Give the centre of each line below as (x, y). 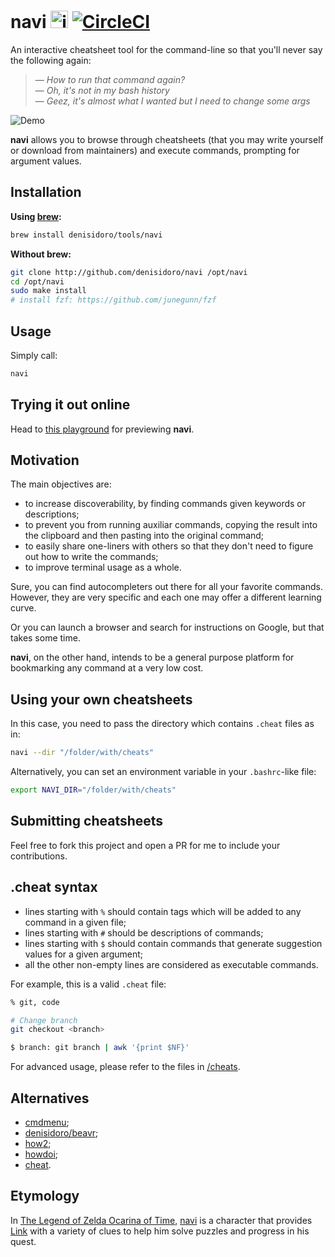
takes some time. (45, 638)
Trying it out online (70, 405)
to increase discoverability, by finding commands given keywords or (165, 504)
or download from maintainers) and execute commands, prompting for (155, 150)
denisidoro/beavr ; (61, 1132)
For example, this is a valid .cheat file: (88, 984)
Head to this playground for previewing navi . (102, 429)
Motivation (45, 460)
